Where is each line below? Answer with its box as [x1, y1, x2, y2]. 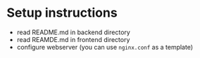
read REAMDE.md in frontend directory [16, 35, 130, 43]
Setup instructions [6, 5, 118, 21]
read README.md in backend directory [16, 28, 131, 36]
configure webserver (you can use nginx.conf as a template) [16, 43, 194, 51]
